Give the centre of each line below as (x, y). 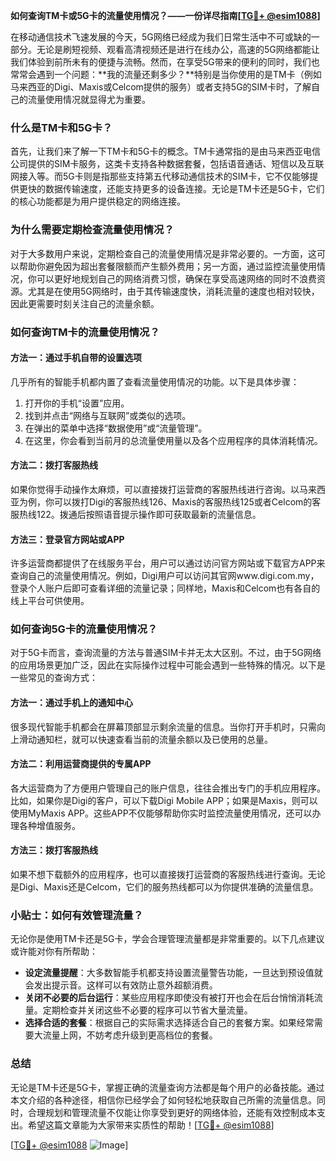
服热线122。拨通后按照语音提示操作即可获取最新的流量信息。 (136, 514)
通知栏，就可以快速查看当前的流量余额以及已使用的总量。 (154, 739)
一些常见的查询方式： (54, 678)
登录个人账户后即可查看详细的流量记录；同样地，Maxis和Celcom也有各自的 (165, 588)
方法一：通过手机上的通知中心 (71, 703)
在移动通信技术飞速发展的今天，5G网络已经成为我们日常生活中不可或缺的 (161, 37)
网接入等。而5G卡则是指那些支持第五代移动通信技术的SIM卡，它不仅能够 (160, 176)
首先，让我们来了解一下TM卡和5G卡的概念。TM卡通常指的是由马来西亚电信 (166, 151)
